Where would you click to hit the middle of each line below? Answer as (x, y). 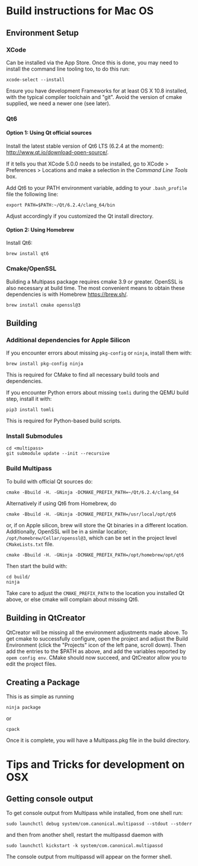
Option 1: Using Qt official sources (49, 133)
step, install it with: (29, 399)
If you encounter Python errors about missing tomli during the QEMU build (98, 393)
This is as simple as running (40, 697)
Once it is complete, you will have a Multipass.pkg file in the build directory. (98, 740)
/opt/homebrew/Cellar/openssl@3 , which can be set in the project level (92, 537)
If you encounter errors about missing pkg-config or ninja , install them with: (99, 353)
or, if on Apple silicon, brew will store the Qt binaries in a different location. (97, 525)
